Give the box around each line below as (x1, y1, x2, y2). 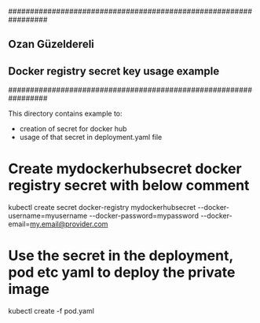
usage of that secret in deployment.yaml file (19, 133, 163, 142)
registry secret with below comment (8, 177, 250, 195)
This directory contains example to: (8, 109, 123, 119)
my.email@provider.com (30, 219, 108, 229)
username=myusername (8, 211, 88, 221)
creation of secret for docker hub (19, 124, 127, 134)
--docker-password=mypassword (89, 211, 199, 221)
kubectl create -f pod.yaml (8, 306, 94, 316)
